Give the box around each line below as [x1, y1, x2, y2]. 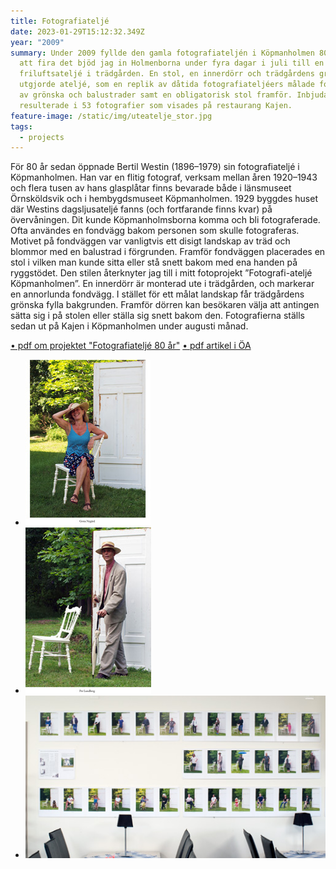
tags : [10, 121, 33, 132]
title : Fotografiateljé [10, 16, 110, 26]
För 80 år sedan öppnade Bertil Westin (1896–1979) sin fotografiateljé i [10, 161, 300, 173]
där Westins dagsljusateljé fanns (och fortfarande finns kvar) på [10, 203, 273, 215]
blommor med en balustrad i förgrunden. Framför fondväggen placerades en [10, 246, 326, 258]
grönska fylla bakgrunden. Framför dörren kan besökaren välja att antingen [10, 299, 320, 311]
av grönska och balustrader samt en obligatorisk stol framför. [19, 90, 293, 100]
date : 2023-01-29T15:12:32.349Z [10, 26, 145, 37]
